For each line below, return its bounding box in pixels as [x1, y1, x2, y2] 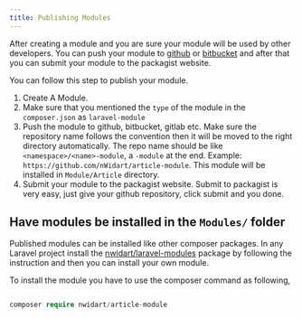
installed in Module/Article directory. [22, 169, 160, 180]
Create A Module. [22, 92, 89, 103]
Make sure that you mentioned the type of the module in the [22, 101, 246, 113]
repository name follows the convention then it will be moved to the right [22, 130, 293, 141]
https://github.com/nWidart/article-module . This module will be [22, 159, 266, 170]
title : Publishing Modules [9, 13, 111, 23]
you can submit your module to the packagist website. [9, 57, 212, 68]
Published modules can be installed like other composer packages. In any [9, 238, 284, 249]
